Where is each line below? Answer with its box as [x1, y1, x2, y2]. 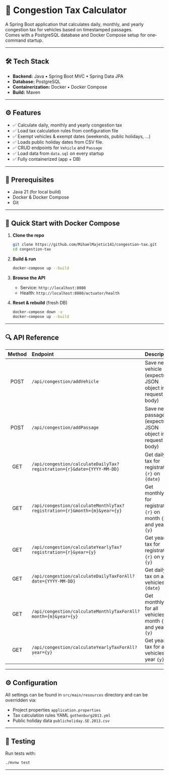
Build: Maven [12, 89, 41, 95]
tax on [144, 573, 160, 580]
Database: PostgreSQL [12, 78, 61, 85]
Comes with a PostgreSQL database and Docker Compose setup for [5, 32, 146, 38]
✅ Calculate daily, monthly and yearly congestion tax [12, 122, 122, 128]
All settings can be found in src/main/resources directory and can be [5, 692, 148, 698]
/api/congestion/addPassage [32, 425, 99, 430]
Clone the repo [12, 232, 44, 238]
